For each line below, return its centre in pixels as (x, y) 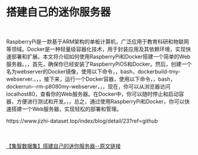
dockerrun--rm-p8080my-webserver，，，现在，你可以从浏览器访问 (89, 86)
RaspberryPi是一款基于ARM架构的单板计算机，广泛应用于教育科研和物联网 (98, 41)
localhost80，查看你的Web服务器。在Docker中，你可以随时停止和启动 (92, 94)
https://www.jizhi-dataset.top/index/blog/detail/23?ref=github (82, 121)
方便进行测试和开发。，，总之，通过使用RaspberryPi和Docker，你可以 (100, 101)
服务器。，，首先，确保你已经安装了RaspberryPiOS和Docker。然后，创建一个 (99, 64)
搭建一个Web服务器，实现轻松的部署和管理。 (66, 109)
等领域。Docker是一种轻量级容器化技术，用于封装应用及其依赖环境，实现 (96, 49)
